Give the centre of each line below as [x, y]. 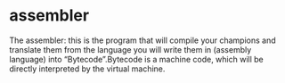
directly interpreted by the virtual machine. [87, 69]
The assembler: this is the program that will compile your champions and [142, 40]
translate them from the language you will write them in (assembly [130, 49]
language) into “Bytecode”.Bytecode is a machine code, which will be [137, 59]
